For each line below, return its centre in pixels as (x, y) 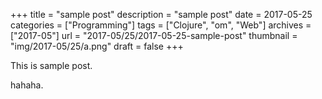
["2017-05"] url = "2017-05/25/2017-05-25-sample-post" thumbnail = (154, 35)
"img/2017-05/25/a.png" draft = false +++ (97, 46)
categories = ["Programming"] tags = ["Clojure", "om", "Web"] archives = (161, 25)
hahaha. (27, 85)
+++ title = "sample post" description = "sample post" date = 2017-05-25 (161, 14)
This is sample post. (51, 65)
